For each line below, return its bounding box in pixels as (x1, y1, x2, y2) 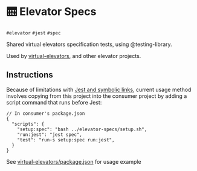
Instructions (6, 70, 53, 80)
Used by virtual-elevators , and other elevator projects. (6, 52, 141, 59)
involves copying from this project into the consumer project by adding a (6, 92, 187, 100)
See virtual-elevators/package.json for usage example (6, 158, 141, 165)
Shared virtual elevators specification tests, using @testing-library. (6, 40, 172, 48)
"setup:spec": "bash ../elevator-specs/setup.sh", (17, 126, 147, 132)
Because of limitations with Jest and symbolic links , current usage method (6, 86, 192, 93)
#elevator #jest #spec (6, 30, 61, 36)
